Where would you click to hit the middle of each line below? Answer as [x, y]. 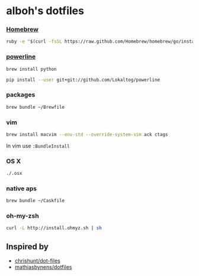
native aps [22, 189]
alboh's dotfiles [45, 11]
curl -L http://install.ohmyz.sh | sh [54, 228]
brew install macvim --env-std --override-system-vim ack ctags [87, 134]
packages [21, 95]
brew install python [32, 69]
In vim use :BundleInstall [38, 145]
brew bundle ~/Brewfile [36, 107]
